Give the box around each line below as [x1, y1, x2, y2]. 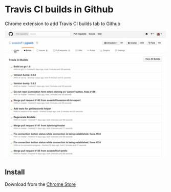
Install [5, 168, 25, 177]
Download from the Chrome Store [5, 181, 76, 187]
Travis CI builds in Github [5, 4, 114, 15]
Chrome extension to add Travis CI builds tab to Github [5, 20, 121, 27]
